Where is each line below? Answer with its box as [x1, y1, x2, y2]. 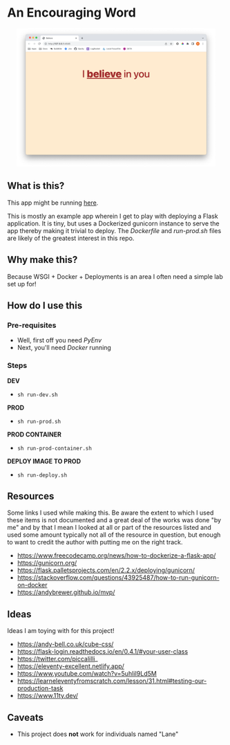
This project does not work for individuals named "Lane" [17, 730, 179, 738]
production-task [17, 684, 64, 692]
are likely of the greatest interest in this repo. [7, 234, 135, 242]
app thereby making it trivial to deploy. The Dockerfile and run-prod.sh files [7, 226, 222, 234]
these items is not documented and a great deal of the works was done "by [7, 516, 222, 524]
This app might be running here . [7, 199, 99, 207]
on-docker [17, 581, 48, 589]
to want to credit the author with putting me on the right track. [7, 538, 183, 546]
